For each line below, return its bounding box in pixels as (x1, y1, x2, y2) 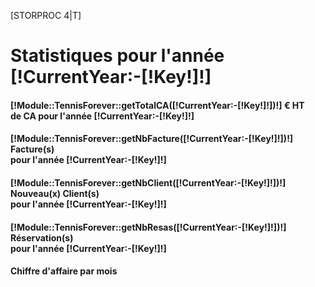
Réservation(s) (10, 231, 74, 244)
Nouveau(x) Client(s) (10, 187, 100, 199)
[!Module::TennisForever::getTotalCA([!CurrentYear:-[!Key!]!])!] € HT (10, 99, 305, 111)
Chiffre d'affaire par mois (10, 265, 118, 277)
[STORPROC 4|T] (10, 10, 82, 21)
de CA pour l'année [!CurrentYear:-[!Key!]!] (10, 110, 195, 122)
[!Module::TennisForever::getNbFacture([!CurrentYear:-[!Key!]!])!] (10, 133, 294, 145)
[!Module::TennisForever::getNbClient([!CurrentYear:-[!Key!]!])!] (10, 176, 287, 189)
